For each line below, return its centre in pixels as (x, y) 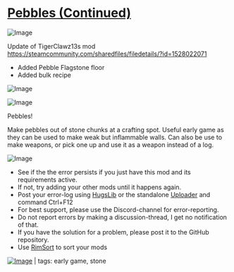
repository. (33, 240)
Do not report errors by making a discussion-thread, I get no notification (122, 217)
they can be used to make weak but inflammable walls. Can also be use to (115, 137)
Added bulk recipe (44, 75)
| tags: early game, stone (70, 261)
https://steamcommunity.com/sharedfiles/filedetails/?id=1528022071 (107, 54)
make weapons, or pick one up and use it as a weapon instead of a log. (111, 144)
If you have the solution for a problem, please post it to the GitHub (113, 232)
